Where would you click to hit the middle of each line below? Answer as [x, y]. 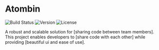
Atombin [23, 9]
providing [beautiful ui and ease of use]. [45, 42]
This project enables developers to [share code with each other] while [75, 37]
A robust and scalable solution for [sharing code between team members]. [80, 32]
